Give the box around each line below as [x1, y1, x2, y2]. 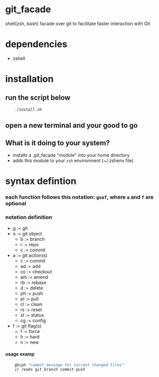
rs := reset [20, 307, 42, 313]
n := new [20, 339, 39, 345]
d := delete [20, 285, 43, 291]
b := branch [20, 236, 45, 242]
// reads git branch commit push [14, 367, 86, 372]
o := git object [12, 231, 42, 237]
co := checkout [20, 269, 52, 275]
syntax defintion [5, 175, 76, 187]
